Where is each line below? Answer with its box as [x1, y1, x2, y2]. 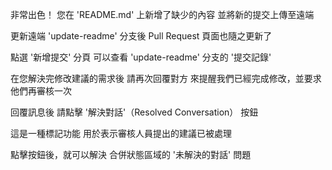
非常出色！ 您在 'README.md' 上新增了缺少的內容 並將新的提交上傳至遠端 [10, 9, 315, 20]
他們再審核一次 [10, 85, 72, 97]
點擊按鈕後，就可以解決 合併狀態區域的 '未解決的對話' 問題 [10, 149, 252, 160]
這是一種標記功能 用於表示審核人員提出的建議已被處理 [10, 128, 232, 139]
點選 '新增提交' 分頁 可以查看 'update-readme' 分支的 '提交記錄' [10, 51, 272, 63]
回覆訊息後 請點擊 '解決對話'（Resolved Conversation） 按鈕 [10, 106, 259, 118]
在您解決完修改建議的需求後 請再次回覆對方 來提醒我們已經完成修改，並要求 [10, 73, 322, 84]
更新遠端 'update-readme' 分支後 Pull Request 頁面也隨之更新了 [10, 30, 273, 42]
